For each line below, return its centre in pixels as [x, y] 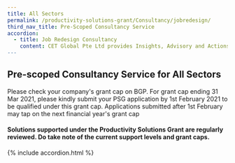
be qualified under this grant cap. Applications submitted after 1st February [115, 106]
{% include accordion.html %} [51, 153]
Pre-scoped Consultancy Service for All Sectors [114, 75]
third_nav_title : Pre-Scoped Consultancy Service [81, 27]
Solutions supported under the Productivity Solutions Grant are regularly [115, 129]
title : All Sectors [36, 14]
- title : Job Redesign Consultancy [65, 40]
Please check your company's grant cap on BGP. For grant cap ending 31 [113, 91]
